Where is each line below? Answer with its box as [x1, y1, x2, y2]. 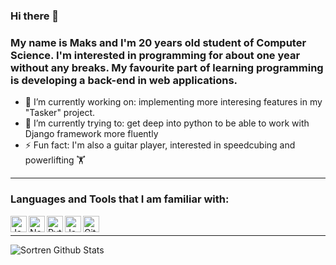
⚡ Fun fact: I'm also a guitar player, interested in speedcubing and [24, 139, 296, 151]
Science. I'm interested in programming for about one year [10, 48, 301, 62]
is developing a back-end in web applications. [10, 73, 238, 87]
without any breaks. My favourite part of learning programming [10, 60, 324, 74]
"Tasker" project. [24, 107, 96, 119]
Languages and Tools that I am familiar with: [10, 192, 230, 206]
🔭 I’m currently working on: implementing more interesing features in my [24, 96, 323, 108]
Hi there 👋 [10, 9, 60, 23]
